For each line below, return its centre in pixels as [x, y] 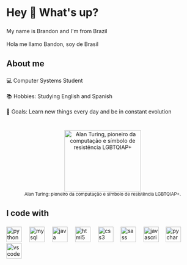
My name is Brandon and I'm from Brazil [57, 31]
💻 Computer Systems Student [45, 81]
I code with [28, 213]
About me [25, 63]
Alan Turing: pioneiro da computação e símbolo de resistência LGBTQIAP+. [103, 194]
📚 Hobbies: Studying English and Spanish [60, 96]
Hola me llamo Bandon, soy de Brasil [53, 44]
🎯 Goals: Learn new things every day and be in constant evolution [89, 112]
